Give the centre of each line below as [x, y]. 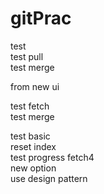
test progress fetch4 [52, 157]
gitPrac [41, 18]
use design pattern [49, 178]
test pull [27, 56]
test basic [30, 136]
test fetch [30, 106]
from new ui [35, 86]
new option [33, 168]
